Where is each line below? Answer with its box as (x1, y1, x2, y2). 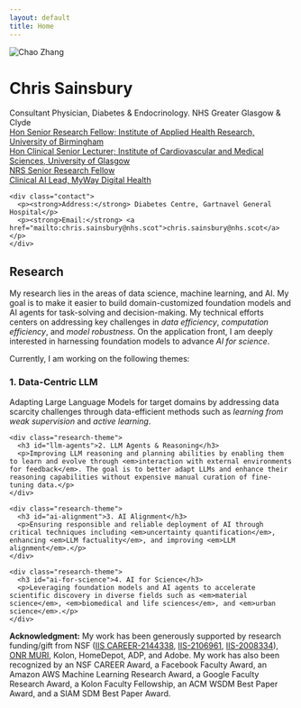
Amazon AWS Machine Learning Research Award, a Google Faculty (9, 668, 260, 679)
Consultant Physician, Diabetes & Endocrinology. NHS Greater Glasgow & (9, 107, 281, 118)
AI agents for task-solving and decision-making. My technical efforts (9, 308, 264, 318)
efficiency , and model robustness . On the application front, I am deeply (9, 326, 273, 337)
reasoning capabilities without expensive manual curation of (9, 473, 248, 482)
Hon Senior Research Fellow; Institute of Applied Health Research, (9, 127, 255, 138)
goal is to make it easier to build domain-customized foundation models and (9, 298, 291, 308)
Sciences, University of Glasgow (9, 155, 131, 167)
